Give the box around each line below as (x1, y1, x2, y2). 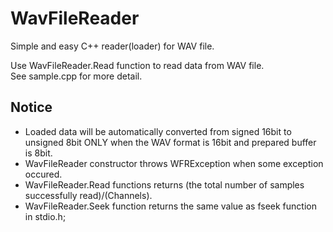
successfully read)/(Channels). (24, 189, 153, 201)
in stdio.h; (24, 210, 67, 222)
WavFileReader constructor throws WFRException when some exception (24, 157, 324, 169)
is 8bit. (24, 147, 53, 159)
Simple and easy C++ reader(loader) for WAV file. (10, 40, 215, 52)
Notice (10, 99, 53, 116)
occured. (24, 168, 63, 180)
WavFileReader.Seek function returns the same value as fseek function (24, 200, 317, 212)
